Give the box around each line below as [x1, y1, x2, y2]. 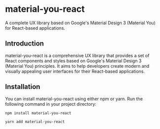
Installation [5, 83, 40, 91]
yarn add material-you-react [5, 120, 65, 125]
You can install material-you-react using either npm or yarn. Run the [5, 95, 143, 102]
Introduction [5, 40, 44, 48]
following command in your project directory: [5, 101, 96, 107]
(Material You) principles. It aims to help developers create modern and [5, 63, 150, 69]
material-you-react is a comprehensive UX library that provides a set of [5, 52, 150, 58]
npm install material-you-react [5, 110, 71, 116]
